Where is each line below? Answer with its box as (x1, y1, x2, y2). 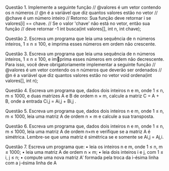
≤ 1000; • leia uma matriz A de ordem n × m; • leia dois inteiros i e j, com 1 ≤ (5, 149, 164, 155)
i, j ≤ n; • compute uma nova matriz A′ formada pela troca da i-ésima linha (5, 154, 159, 160)
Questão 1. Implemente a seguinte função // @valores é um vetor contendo (5, 5, 161, 10)
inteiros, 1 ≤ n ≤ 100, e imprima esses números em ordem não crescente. (5, 41, 156, 47)
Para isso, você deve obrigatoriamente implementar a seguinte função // (5, 62, 156, 67)
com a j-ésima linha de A (5, 160, 57, 166)
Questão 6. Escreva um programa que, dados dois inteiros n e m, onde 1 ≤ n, (5, 123, 164, 129)
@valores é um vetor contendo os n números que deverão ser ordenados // (5, 67, 162, 73)
